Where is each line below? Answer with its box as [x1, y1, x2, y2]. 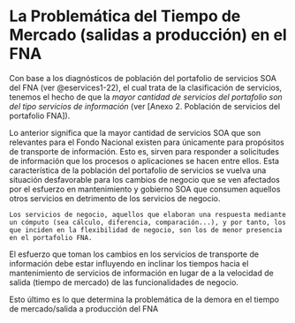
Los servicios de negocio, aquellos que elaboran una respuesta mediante [9, 210, 287, 219]
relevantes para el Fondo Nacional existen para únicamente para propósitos [9, 137, 284, 147]
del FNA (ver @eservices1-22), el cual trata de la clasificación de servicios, [9, 82, 283, 93]
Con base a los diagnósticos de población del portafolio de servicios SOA [9, 72, 276, 83]
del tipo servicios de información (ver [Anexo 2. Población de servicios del [9, 101, 281, 111]
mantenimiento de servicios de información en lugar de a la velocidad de [9, 267, 274, 278]
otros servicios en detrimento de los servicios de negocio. [9, 192, 221, 204]
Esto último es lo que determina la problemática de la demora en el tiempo [9, 294, 280, 304]
